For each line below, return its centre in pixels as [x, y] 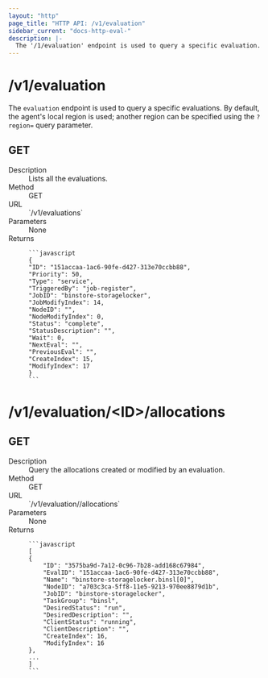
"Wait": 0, [47, 338]
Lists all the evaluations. [68, 178]
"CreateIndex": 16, [76, 636]
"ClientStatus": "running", [90, 622]
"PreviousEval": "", [63, 351]
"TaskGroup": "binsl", [81, 601]
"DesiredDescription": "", [88, 615]
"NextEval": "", [56, 345]
